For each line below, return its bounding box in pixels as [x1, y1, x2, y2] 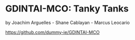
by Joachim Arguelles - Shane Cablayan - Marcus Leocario [5, 19, 130, 25]
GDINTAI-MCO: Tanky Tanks [5, 3, 129, 14]
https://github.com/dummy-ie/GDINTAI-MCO [5, 29, 100, 35]
